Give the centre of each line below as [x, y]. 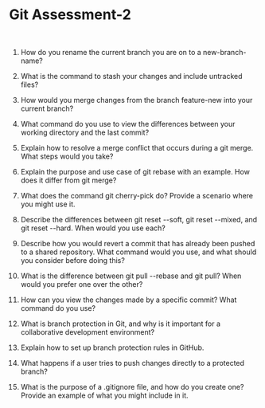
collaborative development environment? [88, 331]
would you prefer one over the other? [82, 284]
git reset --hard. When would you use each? [93, 228]
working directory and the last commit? [85, 132]
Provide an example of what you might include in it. [105, 395]
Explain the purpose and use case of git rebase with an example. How [135, 171]
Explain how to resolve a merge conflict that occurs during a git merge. [137, 147]
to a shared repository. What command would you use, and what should [138, 252]
